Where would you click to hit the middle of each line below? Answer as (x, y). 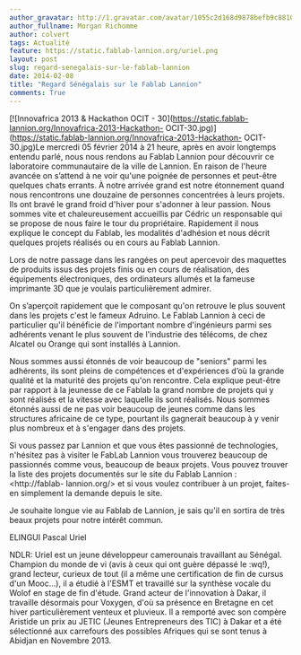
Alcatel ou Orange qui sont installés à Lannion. (95, 344)
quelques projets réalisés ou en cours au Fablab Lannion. (115, 242)
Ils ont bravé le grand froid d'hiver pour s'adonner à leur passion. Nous (140, 204)
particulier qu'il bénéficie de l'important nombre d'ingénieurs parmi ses (141, 325)
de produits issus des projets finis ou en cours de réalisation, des (129, 269)
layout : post (34, 59)
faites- (278, 483)
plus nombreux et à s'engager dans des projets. (98, 428)
